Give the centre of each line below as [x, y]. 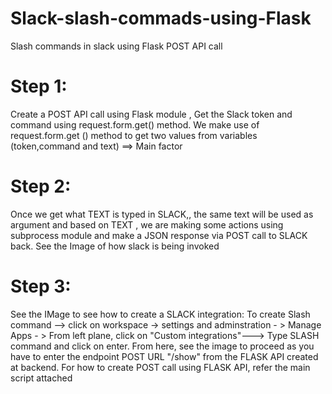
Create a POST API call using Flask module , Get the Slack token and [151, 114]
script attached [41, 378]
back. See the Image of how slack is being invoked [115, 246]
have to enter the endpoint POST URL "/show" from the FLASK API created [164, 356]
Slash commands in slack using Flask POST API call [116, 46]
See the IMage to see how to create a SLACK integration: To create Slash [160, 314]
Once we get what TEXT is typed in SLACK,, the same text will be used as [162, 214]
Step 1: [39, 86]
